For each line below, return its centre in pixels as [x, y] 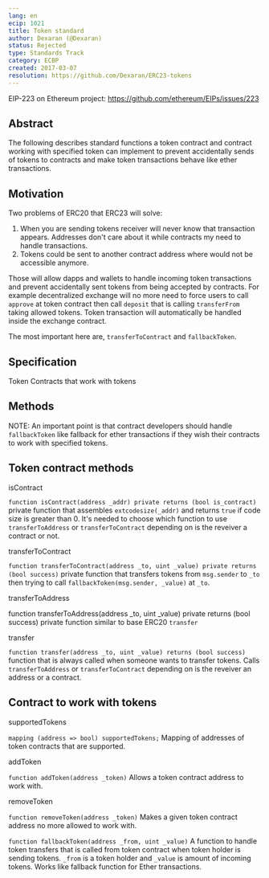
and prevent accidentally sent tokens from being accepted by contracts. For [134, 287]
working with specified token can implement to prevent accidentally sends [131, 151]
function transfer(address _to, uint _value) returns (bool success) [127, 652]
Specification [43, 362]
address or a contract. [45, 677]
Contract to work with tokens [83, 702]
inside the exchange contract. [57, 321]
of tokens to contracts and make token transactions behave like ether [123, 160]
